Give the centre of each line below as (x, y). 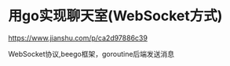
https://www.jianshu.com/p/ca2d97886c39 (78, 38)
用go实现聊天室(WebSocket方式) (115, 16)
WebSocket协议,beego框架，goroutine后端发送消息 (91, 54)
